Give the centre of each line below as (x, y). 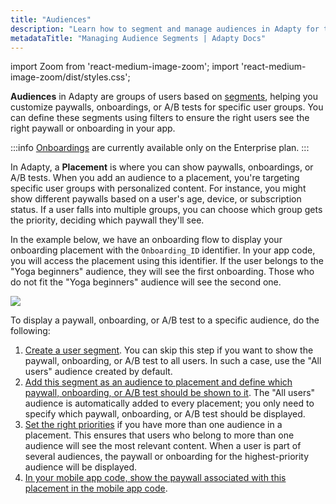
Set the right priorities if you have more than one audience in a (153, 425)
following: (30, 331)
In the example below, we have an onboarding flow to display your (146, 240)
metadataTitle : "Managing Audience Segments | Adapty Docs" (138, 38)
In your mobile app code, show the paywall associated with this (155, 478)
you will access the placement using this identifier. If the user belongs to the (167, 261)
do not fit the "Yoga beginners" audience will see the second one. (146, 282)
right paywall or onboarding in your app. (93, 128)
